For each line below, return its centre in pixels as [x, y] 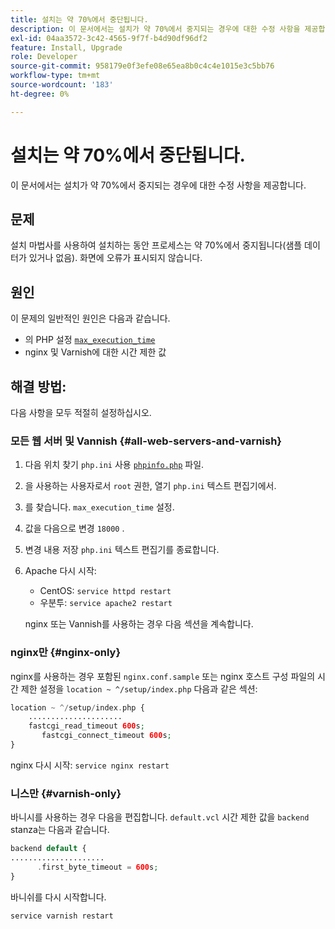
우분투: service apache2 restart [106, 603]
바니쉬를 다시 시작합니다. [58, 897]
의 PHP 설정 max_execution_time [90, 340]
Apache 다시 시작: [60, 571]
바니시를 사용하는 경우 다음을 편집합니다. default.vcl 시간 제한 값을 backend [160, 817]
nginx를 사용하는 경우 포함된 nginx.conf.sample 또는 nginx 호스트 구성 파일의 [163, 676]
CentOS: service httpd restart [105, 591]
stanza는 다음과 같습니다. [60, 830]
